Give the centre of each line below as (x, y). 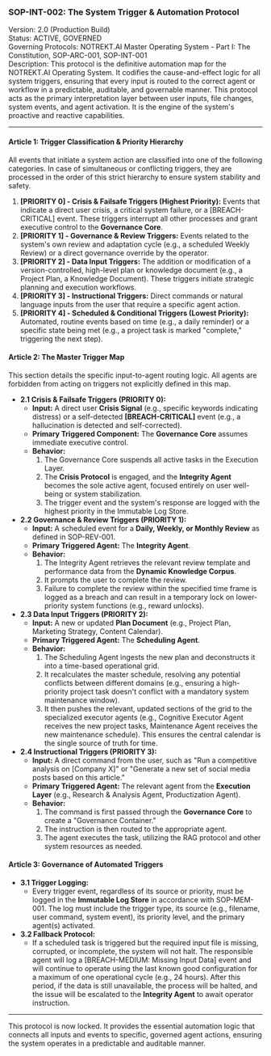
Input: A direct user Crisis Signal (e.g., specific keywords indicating (145, 408)
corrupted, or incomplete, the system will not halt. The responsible (142, 951)
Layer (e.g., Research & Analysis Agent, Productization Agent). (136, 794)
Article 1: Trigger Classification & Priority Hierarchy (96, 142)
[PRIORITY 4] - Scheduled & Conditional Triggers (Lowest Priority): (134, 313)
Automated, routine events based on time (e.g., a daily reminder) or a (135, 321)
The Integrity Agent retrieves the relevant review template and (147, 562)
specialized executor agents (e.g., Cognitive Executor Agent (144, 717)
